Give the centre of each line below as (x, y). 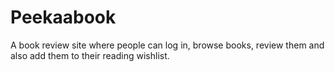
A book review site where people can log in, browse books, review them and (167, 45)
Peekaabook (63, 17)
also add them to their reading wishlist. (90, 55)
